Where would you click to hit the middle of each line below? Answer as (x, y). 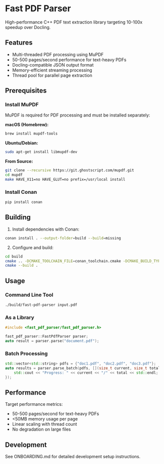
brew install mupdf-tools (31, 134)
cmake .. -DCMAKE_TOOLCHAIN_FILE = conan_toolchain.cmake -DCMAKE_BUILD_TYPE (84, 261)
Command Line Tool (29, 295)
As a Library (20, 317)
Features (19, 43)
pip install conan (24, 202)
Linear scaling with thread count (44, 424)
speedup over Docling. (28, 27)
